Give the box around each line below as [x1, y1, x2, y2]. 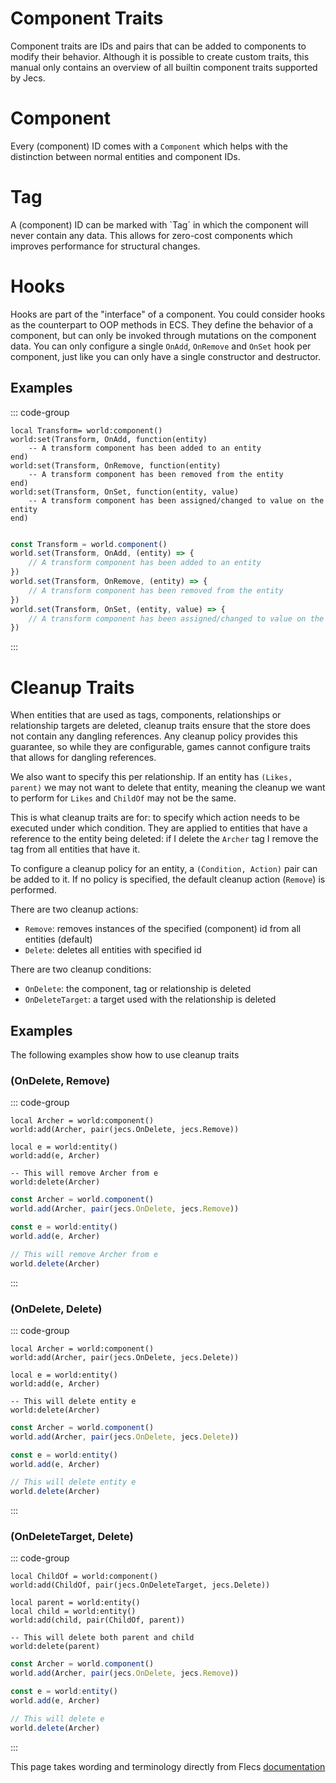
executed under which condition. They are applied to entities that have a [10, 822, 308, 834]
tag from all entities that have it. [10, 843, 141, 856]
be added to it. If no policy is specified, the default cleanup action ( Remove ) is [10, 873, 326, 886]
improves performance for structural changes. [10, 240, 201, 252]
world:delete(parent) [10, 1642, 101, 1652]
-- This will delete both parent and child [10, 1633, 195, 1643]
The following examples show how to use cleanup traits [10, 1049, 240, 1061]
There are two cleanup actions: [10, 903, 139, 916]
